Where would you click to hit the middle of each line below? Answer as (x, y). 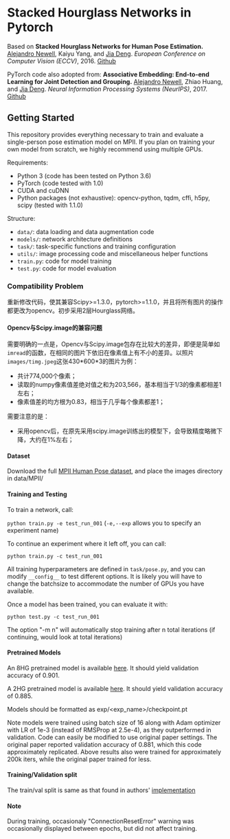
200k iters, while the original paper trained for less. (79, 759)
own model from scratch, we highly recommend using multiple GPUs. (105, 149)
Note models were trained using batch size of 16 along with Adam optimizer (114, 722)
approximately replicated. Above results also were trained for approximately (114, 752)
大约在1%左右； (51, 440)
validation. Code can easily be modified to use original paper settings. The (112, 737)
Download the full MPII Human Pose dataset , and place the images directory (115, 471)
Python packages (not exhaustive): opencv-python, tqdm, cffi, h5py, (114, 198)
